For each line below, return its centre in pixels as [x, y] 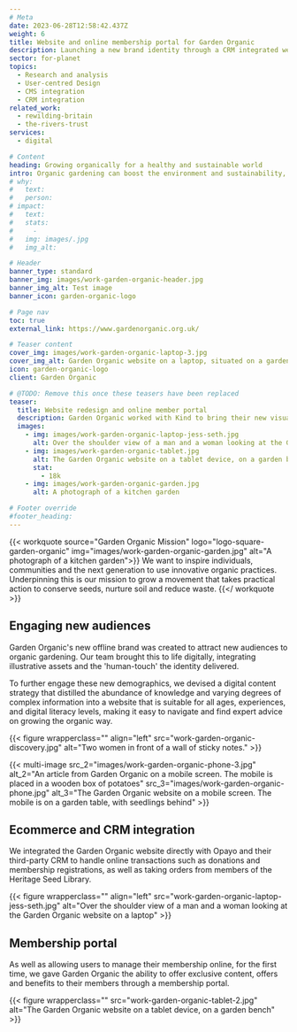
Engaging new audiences [80, 626]
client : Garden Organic [53, 377]
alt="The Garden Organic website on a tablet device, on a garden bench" [142, 1010]
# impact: [27, 206]
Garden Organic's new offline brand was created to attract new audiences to [148, 647]
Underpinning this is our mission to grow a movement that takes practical [142, 579]
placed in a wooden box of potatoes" [76, 783]
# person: [31, 198]
